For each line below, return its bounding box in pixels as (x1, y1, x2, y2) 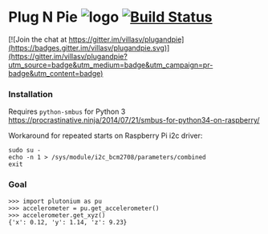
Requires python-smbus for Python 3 (8, 107, 126, 116)
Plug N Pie (8, 8, 78, 26)
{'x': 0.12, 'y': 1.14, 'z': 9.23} (8, 218, 128, 226)
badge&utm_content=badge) (8, 68, 104, 78)
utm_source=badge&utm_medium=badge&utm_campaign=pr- (8, 60, 213, 70)
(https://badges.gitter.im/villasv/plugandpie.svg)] (8, 42, 170, 52)
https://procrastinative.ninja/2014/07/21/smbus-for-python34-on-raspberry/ (8, 115, 260, 125)
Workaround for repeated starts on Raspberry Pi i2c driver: (8, 131, 203, 140)
